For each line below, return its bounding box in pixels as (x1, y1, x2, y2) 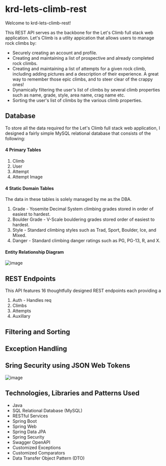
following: (5, 135, 25, 141)
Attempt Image (12, 174, 43, 180)
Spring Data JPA (12, 429, 46, 435)
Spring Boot (12, 418, 37, 424)
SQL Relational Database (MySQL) (12, 407, 83, 413)
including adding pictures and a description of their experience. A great (12, 71, 159, 77)
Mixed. (12, 232, 26, 238)
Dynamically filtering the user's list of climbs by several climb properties (12, 87, 161, 93)
